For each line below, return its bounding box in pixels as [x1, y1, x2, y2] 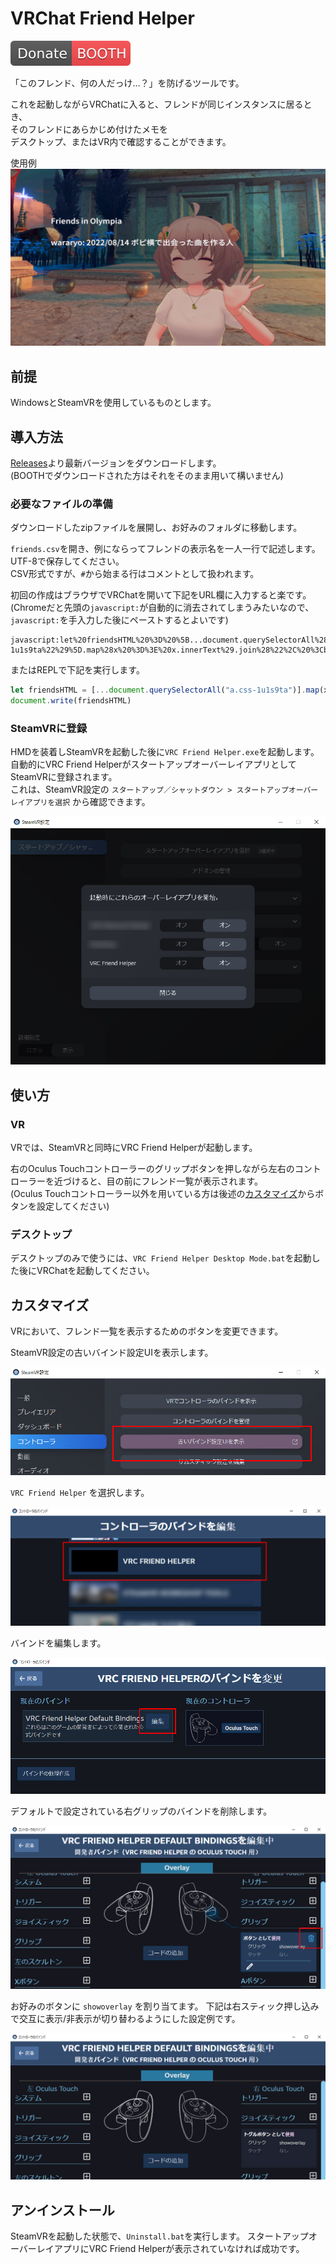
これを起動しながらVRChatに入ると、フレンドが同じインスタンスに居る [10, 98, 304, 110]
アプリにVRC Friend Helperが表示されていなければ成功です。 [53, 2243, 305, 2255]
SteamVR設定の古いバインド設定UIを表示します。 [10, 1347, 214, 1359]
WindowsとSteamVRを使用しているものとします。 [10, 397, 217, 409]
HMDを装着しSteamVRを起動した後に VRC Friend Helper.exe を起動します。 [10, 746, 320, 758]
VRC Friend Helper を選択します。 [10, 1486, 150, 1498]
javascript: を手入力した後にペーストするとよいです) [10, 614, 229, 626]
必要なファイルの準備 [10, 497, 113, 511]
